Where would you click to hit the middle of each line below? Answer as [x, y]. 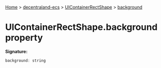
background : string [26, 61]
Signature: [16, 51]
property [24, 38]
